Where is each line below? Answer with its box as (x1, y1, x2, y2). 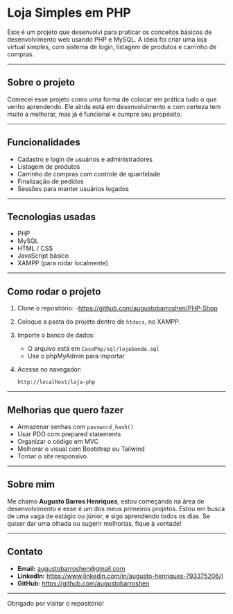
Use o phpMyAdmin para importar (27, 352, 125, 360)
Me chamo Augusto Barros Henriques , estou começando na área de (7, 497, 205, 505)
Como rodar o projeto (7, 285, 101, 297)
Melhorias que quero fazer (7, 404, 124, 416)
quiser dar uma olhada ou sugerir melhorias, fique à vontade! (7, 519, 182, 527)
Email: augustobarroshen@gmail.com (17, 564, 126, 572)
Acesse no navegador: (17, 365, 82, 374)
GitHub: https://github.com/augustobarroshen (17, 579, 150, 588)
